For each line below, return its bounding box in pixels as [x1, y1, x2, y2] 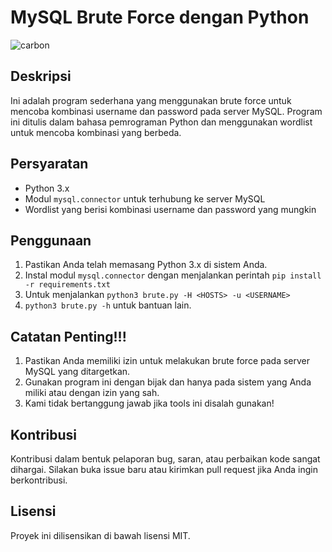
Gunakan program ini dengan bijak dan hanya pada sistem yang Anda [24, 376, 312, 388]
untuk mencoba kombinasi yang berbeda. [10, 126, 182, 138]
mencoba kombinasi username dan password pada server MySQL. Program [10, 105, 323, 117]
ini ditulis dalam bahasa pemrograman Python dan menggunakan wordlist [10, 116, 313, 128]
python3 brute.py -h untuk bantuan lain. [24, 299, 192, 311]
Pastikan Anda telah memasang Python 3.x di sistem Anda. [24, 259, 268, 271]
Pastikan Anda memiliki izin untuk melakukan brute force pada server [24, 355, 311, 367]
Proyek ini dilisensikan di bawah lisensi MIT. [10, 529, 191, 541]
